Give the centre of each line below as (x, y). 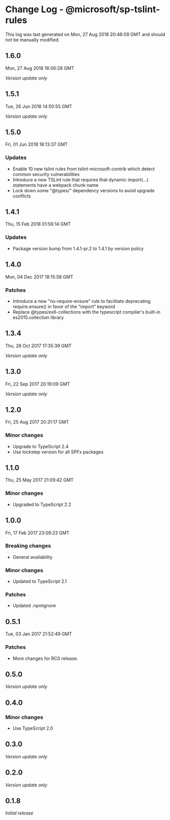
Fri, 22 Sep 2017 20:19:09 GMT (38, 384)
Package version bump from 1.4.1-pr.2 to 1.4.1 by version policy (78, 248)
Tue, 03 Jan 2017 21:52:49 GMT (39, 634)
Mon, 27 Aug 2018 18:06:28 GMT (40, 68)
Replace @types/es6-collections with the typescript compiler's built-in (87, 312)
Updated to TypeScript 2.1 (40, 581)
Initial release (19, 813)
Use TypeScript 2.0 (33, 728)
